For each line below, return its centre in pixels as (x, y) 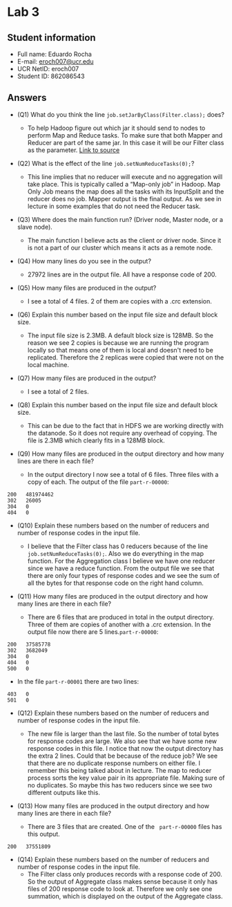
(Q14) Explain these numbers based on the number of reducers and (113, 859)
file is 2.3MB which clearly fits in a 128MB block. (96, 440)
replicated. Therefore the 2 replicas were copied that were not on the (126, 357)
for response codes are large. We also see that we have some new (122, 741)
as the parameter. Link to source (74, 150)
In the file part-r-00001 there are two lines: (78, 681)
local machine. (48, 364)
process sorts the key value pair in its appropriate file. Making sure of (126, 778)
